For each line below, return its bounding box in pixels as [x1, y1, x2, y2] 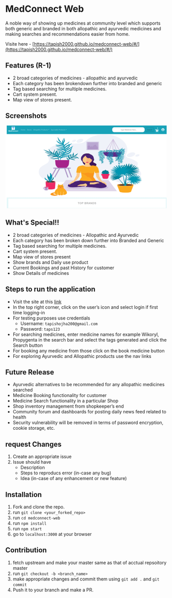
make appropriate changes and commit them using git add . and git [12, 575, 160, 582]
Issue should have [12, 459, 51, 465]
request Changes [5, 440, 62, 449]
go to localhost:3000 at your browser [12, 531, 92, 537]
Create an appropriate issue [12, 453, 72, 460]
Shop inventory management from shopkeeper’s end [12, 403, 124, 409]
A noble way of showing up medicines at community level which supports [5, 20, 161, 26]
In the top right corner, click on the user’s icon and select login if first [12, 304, 158, 310]
